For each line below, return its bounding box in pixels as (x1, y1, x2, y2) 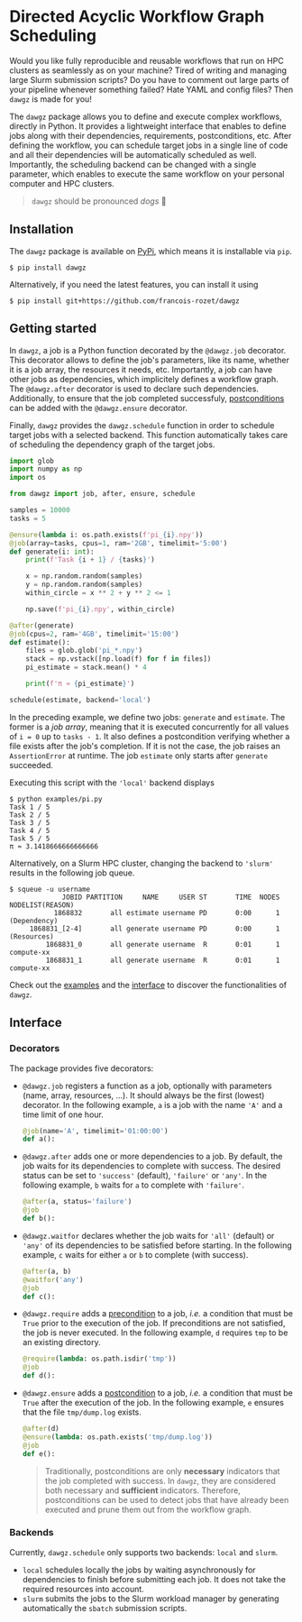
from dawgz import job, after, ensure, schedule (9, 490, 196, 499)
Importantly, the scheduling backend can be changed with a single (9, 159, 257, 170)
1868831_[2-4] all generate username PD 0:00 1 (29, 924, 280, 933)
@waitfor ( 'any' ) (22, 1275, 84, 1284)
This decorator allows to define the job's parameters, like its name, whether (9, 354, 290, 365)
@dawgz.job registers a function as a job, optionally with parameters (22, 1080, 272, 1091)
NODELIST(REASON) (9, 900, 75, 910)
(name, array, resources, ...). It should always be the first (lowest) (22, 1089, 265, 1101)
